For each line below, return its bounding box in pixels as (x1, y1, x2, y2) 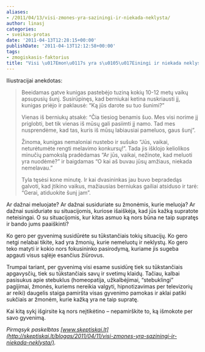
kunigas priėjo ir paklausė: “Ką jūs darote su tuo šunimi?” (21, 101, 165, 109)
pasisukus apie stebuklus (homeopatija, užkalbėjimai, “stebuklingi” (6, 276, 174, 284)
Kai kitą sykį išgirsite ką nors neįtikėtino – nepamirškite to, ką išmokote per (6, 307, 193, 315)
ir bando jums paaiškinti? (6, 220, 69, 228)
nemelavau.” (21, 164, 53, 171)
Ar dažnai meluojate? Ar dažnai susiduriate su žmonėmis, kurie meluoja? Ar (6, 201, 195, 208)
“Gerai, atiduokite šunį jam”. (21, 189, 92, 196)
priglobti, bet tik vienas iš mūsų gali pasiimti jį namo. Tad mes (21, 120, 176, 127)
